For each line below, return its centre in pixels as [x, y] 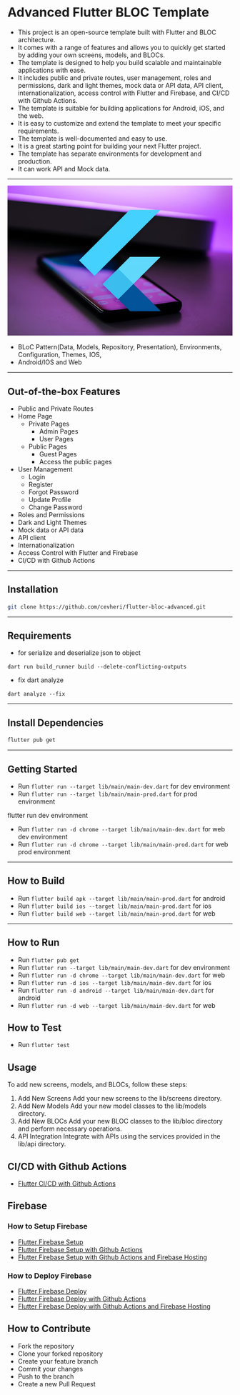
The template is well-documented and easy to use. [92, 138]
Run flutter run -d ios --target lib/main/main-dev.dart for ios [115, 982]
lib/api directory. [42, 1144]
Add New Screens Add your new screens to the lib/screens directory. [120, 1099]
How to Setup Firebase [47, 1226]
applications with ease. [51, 70]
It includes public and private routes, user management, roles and [115, 77]
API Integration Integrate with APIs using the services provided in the [119, 1136]
